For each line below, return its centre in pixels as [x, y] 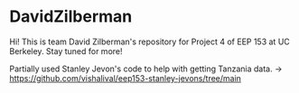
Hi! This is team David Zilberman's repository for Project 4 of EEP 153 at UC [150, 42]
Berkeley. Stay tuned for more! [66, 51]
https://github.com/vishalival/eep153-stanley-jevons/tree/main [126, 78]
